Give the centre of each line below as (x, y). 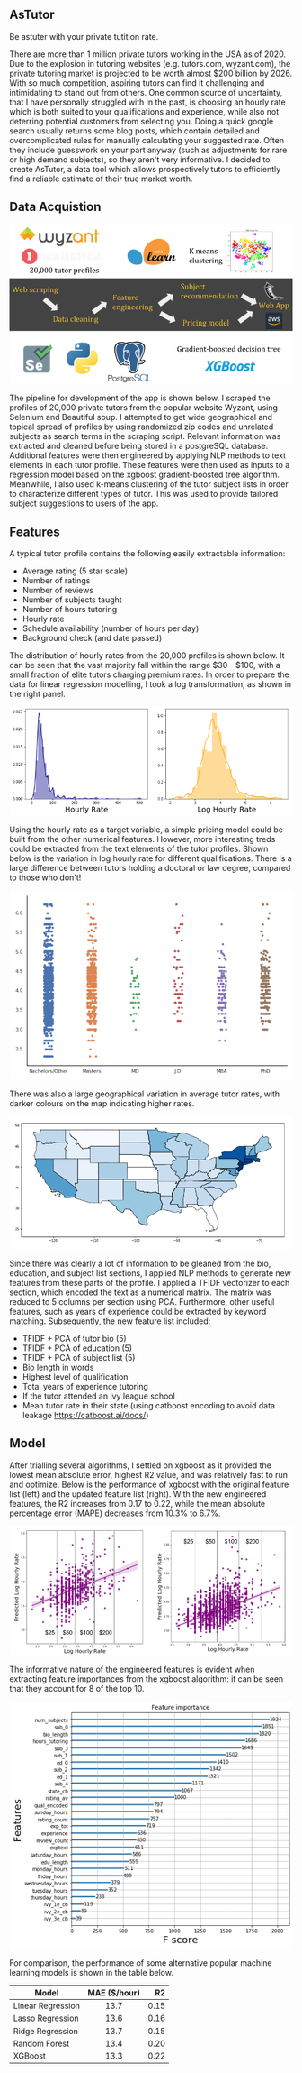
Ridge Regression (46, 2031)
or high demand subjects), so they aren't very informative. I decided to (140, 159)
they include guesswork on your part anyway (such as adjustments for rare (148, 150)
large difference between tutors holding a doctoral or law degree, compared (150, 868)
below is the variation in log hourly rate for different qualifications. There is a (151, 858)
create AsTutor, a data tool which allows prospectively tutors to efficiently (145, 169)
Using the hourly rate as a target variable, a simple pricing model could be (147, 830)
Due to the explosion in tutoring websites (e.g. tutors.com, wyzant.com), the (150, 63)
